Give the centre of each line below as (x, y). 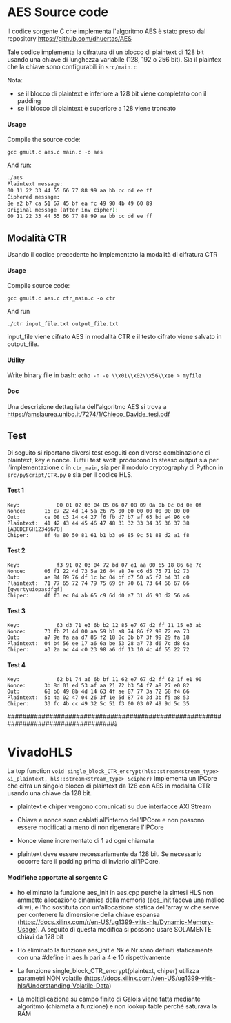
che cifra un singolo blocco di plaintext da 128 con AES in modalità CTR (109, 786)
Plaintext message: (35, 184)
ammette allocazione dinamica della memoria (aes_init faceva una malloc (121, 900)
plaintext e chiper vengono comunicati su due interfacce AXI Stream (114, 806)
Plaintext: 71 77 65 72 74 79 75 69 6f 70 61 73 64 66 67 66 (98, 583)
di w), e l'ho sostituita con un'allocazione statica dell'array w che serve (118, 907)
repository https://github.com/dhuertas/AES (70, 38)
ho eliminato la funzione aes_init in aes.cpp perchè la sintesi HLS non (115, 893)
